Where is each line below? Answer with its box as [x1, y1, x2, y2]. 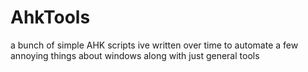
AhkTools [10, 6, 91, 29]
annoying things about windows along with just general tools [10, 49, 260, 61]
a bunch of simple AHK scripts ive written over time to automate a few [10, 39, 299, 51]
